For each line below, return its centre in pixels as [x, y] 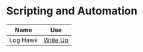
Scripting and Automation [72, 11]
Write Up [56, 40]
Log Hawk [23, 40]
